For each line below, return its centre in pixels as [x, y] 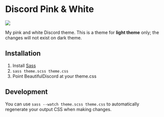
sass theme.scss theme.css [40, 71]
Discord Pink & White [50, 9]
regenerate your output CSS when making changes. [58, 109]
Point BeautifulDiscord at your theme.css [54, 76]
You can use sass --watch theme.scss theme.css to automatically [72, 104]
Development [27, 92]
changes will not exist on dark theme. [44, 37]
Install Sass [24, 65]
